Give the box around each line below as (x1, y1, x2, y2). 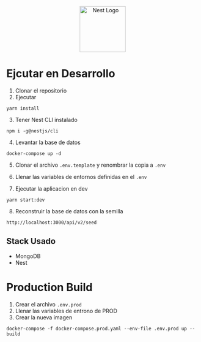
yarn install (6, 105, 40, 112)
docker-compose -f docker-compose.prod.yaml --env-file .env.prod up (6, 325, 188, 332)
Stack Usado (6, 236, 56, 246)
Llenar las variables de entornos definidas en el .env (15, 173, 147, 180)
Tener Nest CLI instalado (15, 116, 78, 123)
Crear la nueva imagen (15, 313, 73, 321)
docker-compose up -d (6, 150, 62, 156)
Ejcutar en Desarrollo (6, 67, 115, 81)
